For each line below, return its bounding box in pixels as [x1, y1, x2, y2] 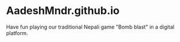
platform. [6, 29, 28, 36]
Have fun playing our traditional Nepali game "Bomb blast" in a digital [6, 23, 175, 30]
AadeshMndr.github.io [6, 4, 120, 17]
